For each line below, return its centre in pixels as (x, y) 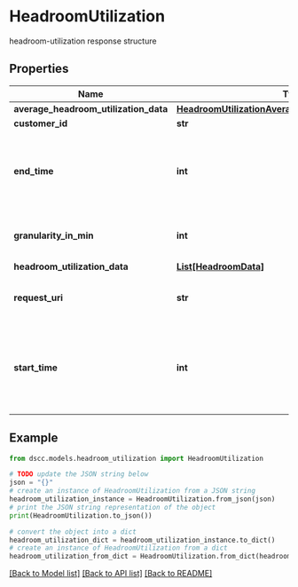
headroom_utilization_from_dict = (73, 557)
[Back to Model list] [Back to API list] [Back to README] (111, 574)
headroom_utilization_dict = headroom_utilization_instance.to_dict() (142, 540)
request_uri (39, 297)
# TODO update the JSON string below (79, 474)
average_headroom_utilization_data (91, 108)
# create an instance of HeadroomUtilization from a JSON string (132, 491)
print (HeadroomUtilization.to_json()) (81, 516)
